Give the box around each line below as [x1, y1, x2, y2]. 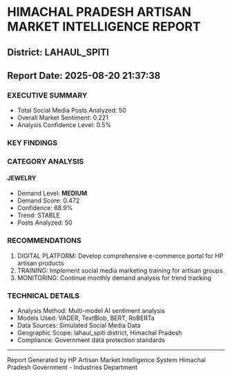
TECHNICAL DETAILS [7, 291, 80, 301]
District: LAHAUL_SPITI [7, 46, 109, 58]
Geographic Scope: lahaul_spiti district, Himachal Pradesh [17, 328, 182, 337]
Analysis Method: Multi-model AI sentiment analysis [17, 306, 166, 314]
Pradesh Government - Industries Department [7, 363, 138, 371]
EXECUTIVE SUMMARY [7, 91, 88, 100]
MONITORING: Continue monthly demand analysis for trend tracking [17, 274, 212, 282]
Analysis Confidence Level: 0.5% [17, 121, 112, 129]
